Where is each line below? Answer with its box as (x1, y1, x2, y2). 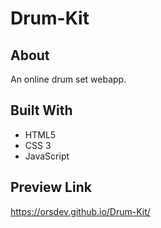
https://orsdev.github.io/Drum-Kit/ (10, 205, 151, 217)
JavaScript (24, 150, 70, 162)
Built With (10, 102, 73, 119)
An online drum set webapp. (10, 73, 127, 85)
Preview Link (10, 179, 92, 196)
